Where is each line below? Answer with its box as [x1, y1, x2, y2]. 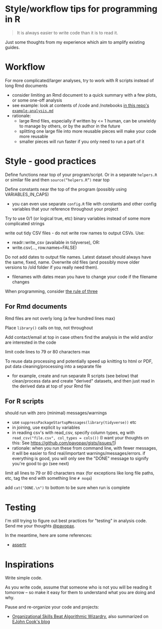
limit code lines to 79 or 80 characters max [5, 349, 90, 354]
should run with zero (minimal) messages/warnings [5, 410, 107, 416]
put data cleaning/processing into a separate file [5, 363, 102, 369]
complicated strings [5, 220, 45, 227]
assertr [12, 542, 27, 548]
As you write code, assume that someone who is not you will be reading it [5, 584, 152, 590]
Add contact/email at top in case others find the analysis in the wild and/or [5, 334, 153, 340]
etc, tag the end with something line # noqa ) [5, 475, 92, 481]
